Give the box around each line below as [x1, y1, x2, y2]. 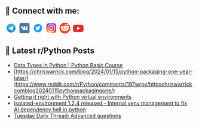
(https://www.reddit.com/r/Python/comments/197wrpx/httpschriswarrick [13, 80, 192, 87]
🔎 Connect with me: [5, 6, 79, 16]
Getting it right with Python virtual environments [13, 93, 132, 100]
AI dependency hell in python [13, 105, 87, 113]
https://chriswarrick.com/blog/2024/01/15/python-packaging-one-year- [16, 68, 193, 75]
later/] [13, 74, 29, 81]
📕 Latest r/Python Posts [5, 46, 95, 56]
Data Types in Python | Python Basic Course [13, 61, 123, 68]
